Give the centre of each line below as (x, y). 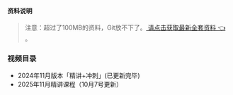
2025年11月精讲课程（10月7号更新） (70, 84)
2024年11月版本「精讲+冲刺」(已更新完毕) (79, 75)
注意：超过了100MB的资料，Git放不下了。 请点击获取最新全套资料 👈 (125, 27)
